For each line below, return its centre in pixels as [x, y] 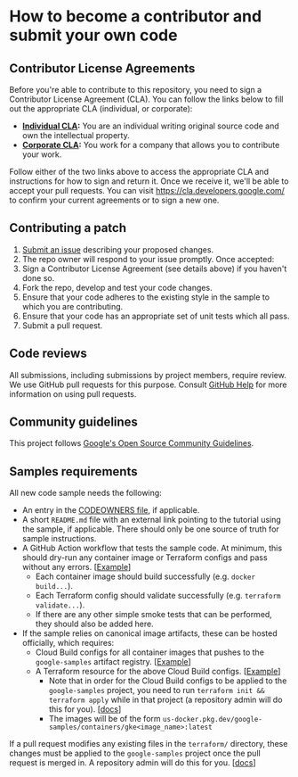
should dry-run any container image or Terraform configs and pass [145, 558]
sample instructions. [59, 539]
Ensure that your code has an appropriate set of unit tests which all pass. [156, 316]
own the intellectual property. [76, 135]
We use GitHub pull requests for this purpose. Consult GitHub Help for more [148, 384]
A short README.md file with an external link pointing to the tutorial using [152, 520]
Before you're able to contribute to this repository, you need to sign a [136, 90]
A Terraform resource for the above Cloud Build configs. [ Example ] [158, 672]
